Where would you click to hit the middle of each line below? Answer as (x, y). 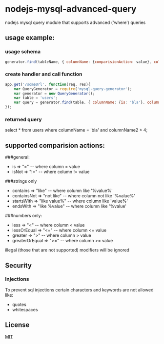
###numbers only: (24, 216)
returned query (24, 119)
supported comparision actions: (55, 145)
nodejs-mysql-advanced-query (71, 9)
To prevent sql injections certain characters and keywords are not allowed (79, 290)
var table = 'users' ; (36, 98)
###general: (18, 157)
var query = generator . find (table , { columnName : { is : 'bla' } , (80, 103)
